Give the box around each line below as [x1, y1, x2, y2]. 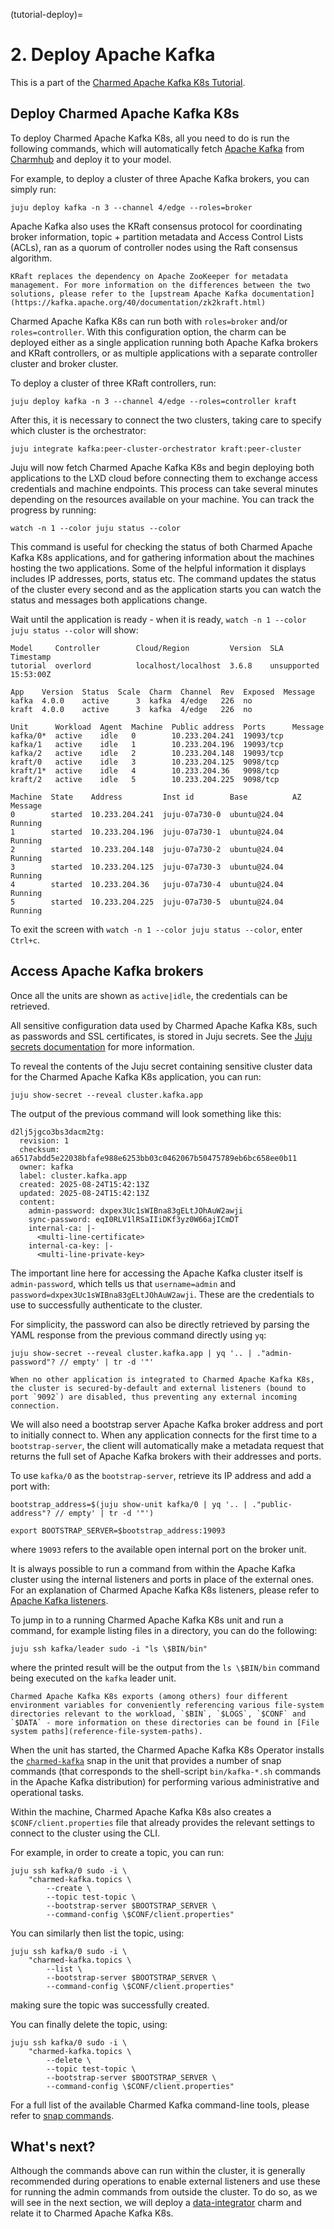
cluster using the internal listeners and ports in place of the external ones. [10, 1573, 315, 1585]
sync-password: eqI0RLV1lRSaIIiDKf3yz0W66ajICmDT [28, 1214, 240, 1224]
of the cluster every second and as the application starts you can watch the [10, 583, 322, 595]
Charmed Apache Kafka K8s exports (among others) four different [10, 1691, 288, 1701]
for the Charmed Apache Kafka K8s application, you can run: [10, 1070, 262, 1083]
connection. [10, 1400, 60, 1411]
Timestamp [10, 652, 52, 662]
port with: [10, 1480, 50, 1492]
